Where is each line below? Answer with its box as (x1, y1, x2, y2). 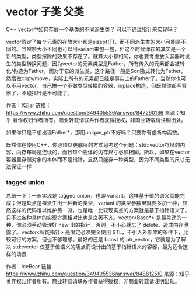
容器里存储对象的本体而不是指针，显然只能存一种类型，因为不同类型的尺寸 (6, 156, 185, 163)
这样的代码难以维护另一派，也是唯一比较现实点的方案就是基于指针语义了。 (10, 207, 190, 214)
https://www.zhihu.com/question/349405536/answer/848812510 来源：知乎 (6, 270, 190, 278)
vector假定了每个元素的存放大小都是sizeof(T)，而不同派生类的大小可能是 (6, 38, 181, 45)
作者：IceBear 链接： (6, 263, 57, 270)
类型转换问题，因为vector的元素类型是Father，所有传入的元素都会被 (16, 60, 180, 67)
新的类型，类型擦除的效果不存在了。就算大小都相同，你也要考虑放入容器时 (6, 53, 185, 60)
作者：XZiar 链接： (6, 102, 51, 109)
